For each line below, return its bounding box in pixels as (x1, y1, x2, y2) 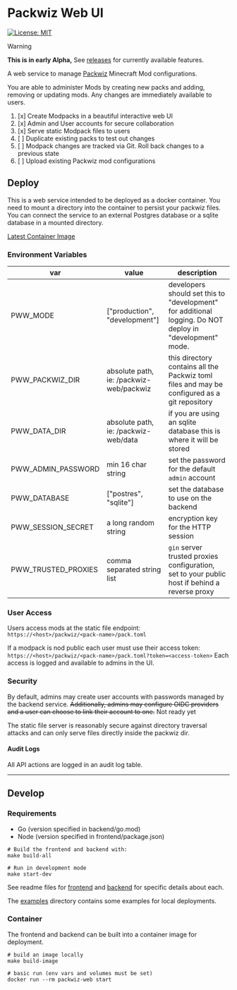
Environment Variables (7, 249, 87, 259)
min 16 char (107, 460, 147, 470)
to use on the (168, 493, 212, 503)
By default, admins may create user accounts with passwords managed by (7, 692, 224, 701)
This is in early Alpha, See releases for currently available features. (7, 55, 205, 64)
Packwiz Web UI (7, 5, 104, 21)
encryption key (168, 514, 219, 524)
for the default (168, 464, 216, 474)
